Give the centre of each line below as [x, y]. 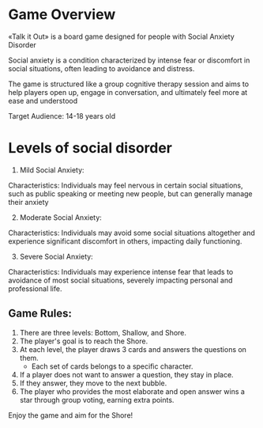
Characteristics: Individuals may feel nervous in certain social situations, [126, 185]
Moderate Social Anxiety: [61, 217]
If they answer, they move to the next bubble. [93, 383]
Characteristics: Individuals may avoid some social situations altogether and [131, 233]
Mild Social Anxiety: [52, 170]
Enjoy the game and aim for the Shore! [71, 415]
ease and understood [43, 100]
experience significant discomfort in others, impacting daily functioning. [125, 241]
